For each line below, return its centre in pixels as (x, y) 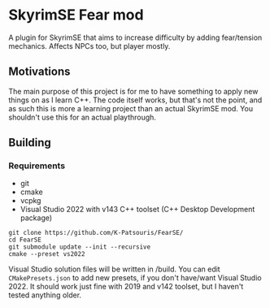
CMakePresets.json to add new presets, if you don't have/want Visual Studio (135, 278)
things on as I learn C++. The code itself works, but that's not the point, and (135, 100)
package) (36, 218)
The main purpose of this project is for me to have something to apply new (133, 91)
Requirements (37, 166)
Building (30, 143)
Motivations (39, 72)
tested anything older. (45, 295)
